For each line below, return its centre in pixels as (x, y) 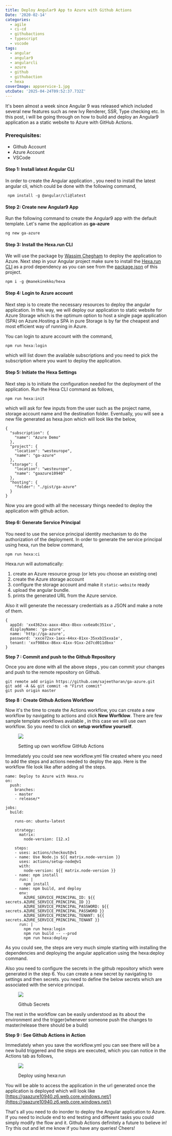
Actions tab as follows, (29, 1056)
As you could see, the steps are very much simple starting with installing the (86, 948)
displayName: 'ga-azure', (38, 629)
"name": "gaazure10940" (40, 473)
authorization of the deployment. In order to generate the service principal (84, 540)
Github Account (29, 146)
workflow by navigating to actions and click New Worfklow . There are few (84, 716)
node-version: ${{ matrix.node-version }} (70, 871)
